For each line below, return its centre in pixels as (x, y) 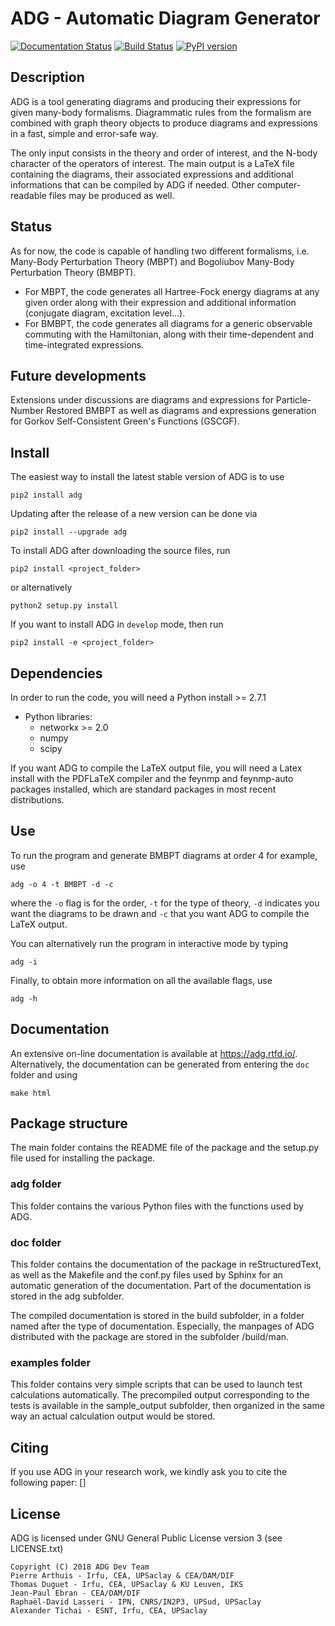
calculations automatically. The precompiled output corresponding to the (160, 1395)
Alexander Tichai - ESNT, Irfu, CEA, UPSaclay (109, 1610)
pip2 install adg (46, 495)
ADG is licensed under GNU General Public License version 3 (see (146, 1538)
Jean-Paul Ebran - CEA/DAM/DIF (75, 1593)
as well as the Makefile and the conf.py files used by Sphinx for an (146, 1275)
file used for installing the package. (83, 1158)
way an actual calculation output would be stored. (113, 1416)
